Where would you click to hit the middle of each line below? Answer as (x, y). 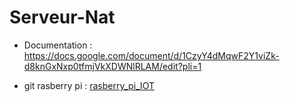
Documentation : (58, 45)
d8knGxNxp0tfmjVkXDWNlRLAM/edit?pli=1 (112, 66)
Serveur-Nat (62, 17)
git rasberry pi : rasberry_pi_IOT (89, 85)
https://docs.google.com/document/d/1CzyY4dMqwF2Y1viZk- (151, 55)
